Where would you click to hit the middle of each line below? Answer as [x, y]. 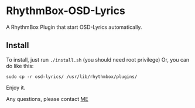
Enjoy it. [16, 87]
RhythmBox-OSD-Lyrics [66, 11]
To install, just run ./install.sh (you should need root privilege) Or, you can [98, 59]
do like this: [20, 66]
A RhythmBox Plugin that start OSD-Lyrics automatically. [74, 27]
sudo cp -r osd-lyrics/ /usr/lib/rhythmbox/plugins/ [72, 77]
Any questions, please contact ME [47, 99]
